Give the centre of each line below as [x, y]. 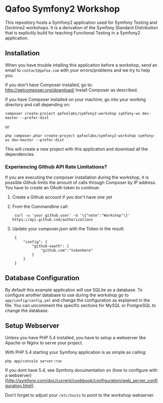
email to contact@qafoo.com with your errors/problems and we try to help [78, 70]
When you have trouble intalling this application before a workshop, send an [81, 65]
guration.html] [19, 385]
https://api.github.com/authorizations [53, 220]
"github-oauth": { [50, 246]
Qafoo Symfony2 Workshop [63, 9]
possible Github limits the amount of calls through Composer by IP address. [81, 183]
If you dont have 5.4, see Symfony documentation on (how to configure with [81, 370]
